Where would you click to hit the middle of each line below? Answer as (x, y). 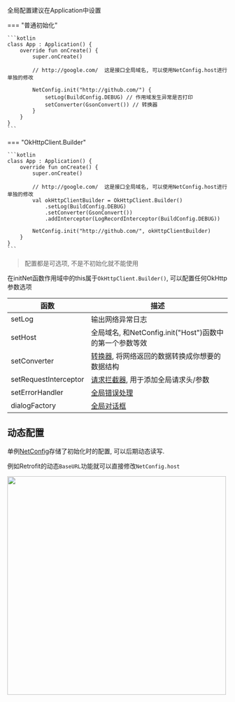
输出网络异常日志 (119, 319)
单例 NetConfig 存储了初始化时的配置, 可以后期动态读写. (86, 451)
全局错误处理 (112, 393)
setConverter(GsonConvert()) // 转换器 (101, 105)
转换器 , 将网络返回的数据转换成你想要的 (156, 356)
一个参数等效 (126, 343)
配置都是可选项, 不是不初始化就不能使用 (81, 263)
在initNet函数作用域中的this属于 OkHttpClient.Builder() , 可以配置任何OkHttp (117, 278)
